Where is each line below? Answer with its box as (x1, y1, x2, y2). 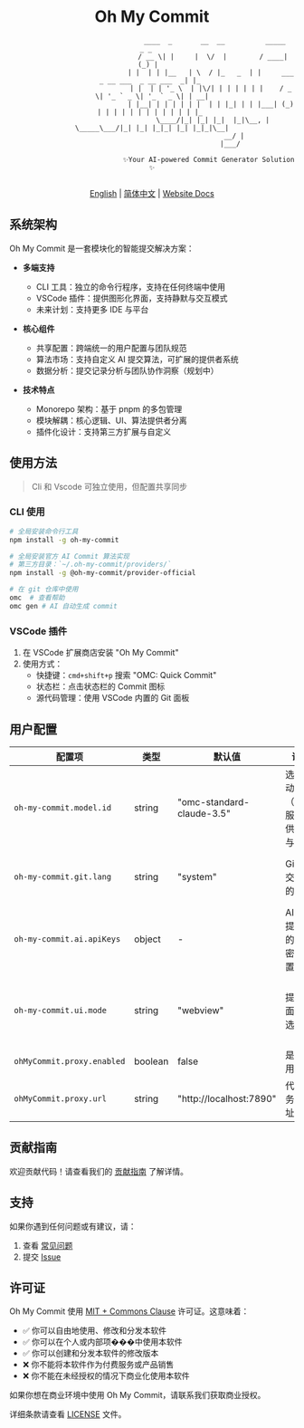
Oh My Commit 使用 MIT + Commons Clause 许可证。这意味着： (9, 1306, 250, 1317)
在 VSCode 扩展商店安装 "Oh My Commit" (22, 647, 179, 658)
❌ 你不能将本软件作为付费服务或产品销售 (22, 1359, 175, 1370)
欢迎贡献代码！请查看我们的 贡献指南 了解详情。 (9, 1165, 188, 1176)
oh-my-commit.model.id (14, 802, 111, 812)
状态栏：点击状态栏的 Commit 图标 (35, 681, 166, 692)
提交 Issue (22, 1251, 62, 1262)
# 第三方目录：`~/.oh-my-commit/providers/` (9, 560, 172, 570)
